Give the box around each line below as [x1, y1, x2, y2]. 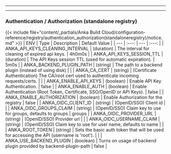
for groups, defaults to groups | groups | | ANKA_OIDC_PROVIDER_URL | [5, 111, 156, 117]
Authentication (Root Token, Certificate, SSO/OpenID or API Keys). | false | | [5, 89, 164, 95]
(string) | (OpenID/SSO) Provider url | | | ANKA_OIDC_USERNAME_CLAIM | [5, 116, 160, 122]
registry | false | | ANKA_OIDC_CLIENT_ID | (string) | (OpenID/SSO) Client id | [5, 100, 166, 106]
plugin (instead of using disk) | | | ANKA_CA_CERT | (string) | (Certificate [5, 67, 157, 73]
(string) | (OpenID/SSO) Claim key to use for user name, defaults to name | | [5, 121, 164, 127]
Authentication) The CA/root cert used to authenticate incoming [5, 72, 139, 79]
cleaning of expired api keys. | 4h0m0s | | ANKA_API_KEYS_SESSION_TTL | [5, 51, 163, 57]
